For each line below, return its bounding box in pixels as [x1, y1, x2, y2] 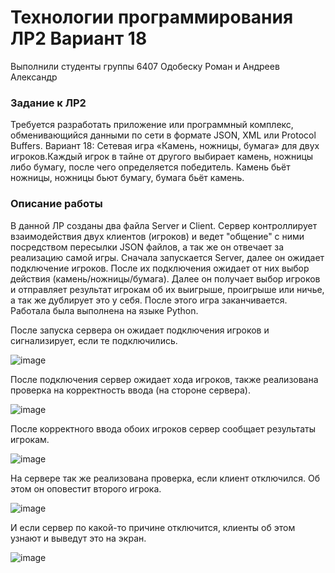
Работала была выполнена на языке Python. [10, 304, 199, 316]
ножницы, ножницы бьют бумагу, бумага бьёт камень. [10, 172, 245, 184]
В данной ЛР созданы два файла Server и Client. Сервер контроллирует [10, 219, 318, 231]
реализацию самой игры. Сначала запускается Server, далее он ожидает [10, 251, 325, 263]
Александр [10, 71, 58, 83]
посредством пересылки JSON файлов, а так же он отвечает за [10, 241, 284, 253]
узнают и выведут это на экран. [10, 532, 147, 544]
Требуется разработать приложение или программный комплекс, [10, 119, 294, 131]
